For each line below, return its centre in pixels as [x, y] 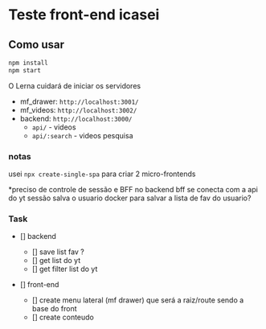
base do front [55, 309]
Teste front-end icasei [84, 15]
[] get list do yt [56, 261]
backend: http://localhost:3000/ [76, 118]
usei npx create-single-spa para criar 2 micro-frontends [102, 174]
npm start [25, 70]
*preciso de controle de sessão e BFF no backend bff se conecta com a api [133, 190]
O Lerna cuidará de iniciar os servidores [75, 85]
